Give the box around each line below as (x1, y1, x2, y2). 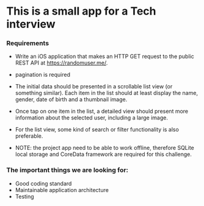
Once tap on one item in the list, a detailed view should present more (15, 108, 189, 115)
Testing (15, 193, 35, 200)
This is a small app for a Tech (6, 4, 157, 18)
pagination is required (15, 71, 70, 79)
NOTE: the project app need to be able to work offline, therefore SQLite (15, 144, 194, 152)
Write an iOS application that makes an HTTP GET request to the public (15, 53, 194, 60)
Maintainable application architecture (15, 186, 109, 193)
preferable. (15, 132, 43, 140)
